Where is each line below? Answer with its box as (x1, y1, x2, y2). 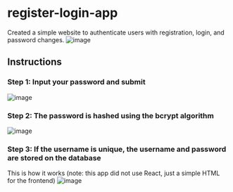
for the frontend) (7, 177, 56, 185)
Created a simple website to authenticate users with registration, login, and (7, 28, 225, 37)
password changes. (7, 35, 65, 44)
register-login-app (7, 5, 118, 21)
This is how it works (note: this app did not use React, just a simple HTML (7, 169, 220, 177)
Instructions (7, 56, 62, 68)
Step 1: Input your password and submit (7, 77, 146, 87)
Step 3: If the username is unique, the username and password (7, 144, 227, 154)
